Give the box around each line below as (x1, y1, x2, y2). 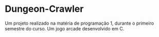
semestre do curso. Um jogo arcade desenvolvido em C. (5, 25, 125, 31)
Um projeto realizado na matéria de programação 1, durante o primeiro (5, 20, 154, 26)
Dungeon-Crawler (5, 3, 84, 15)
